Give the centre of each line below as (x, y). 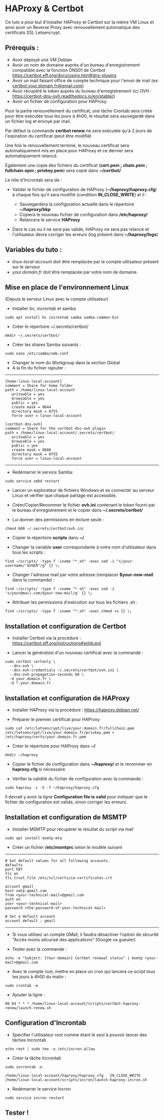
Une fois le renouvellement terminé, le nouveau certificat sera (67, 145)
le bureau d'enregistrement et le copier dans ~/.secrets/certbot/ (77, 510)
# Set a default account (30, 916)
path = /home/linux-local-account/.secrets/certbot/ (60, 433)
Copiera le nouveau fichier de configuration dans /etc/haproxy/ (83, 214)
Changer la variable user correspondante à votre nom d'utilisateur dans (84, 547)
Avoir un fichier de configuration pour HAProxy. (60, 101)
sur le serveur (26, 267)
